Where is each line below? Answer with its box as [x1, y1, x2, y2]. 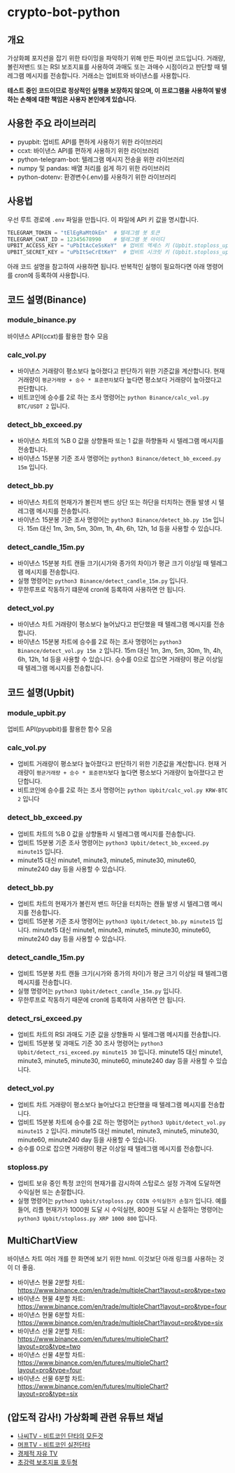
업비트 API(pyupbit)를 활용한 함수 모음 [7, 725, 113, 733]
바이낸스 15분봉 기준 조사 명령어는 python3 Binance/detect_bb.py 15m [17, 515, 212, 524]
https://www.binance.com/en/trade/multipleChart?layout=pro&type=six [17, 1318, 224, 1327]
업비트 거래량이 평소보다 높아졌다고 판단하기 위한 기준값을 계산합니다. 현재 [17, 760, 220, 768]
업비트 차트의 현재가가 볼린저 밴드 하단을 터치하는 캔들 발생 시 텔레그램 [17, 899, 210, 908]
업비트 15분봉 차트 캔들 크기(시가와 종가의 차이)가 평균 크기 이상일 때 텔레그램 [17, 970, 228, 978]
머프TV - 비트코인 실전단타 [17, 1440, 91, 1448]
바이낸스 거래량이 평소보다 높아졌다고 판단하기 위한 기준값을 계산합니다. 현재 [17, 366, 225, 376]
